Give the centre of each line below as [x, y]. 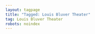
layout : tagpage [23, 10]
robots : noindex [23, 24]
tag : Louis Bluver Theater [34, 19]
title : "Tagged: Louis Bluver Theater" [48, 14]
